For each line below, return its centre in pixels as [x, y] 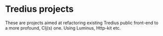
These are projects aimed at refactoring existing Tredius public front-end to [82, 23]
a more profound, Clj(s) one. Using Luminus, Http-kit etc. [63, 28]
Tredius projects [40, 9]
